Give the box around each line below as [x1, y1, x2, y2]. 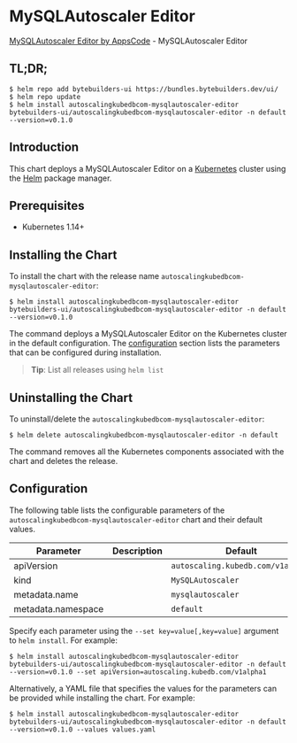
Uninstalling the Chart [9, 390, 133, 405]
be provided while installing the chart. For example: [9, 693, 196, 703]
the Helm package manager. [9, 173, 112, 183]
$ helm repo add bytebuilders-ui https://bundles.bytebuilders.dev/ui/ [9, 84, 278, 94]
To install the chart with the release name [9, 271, 160, 282]
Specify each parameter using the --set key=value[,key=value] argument [9, 625, 279, 636]
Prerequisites [9, 197, 85, 213]
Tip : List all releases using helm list [30, 365, 164, 375]
